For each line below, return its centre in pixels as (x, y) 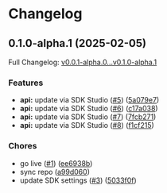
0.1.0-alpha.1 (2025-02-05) (78, 43)
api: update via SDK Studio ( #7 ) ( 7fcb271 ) (88, 117)
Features (26, 83)
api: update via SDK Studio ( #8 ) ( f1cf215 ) (87, 125)
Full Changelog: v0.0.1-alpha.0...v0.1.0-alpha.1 (83, 62)
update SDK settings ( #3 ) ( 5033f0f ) (78, 180)
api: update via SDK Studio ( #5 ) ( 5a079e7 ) (89, 100)
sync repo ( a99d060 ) (54, 172)
